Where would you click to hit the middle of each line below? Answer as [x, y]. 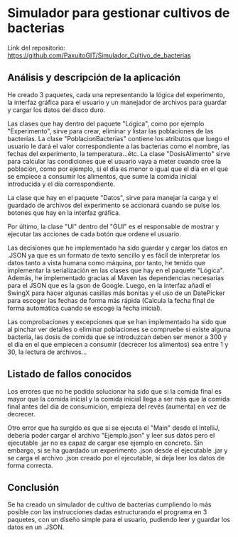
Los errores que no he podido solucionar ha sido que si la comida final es [115, 391]
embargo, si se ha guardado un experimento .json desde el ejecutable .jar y [118, 450]
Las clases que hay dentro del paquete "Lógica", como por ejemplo [106, 123]
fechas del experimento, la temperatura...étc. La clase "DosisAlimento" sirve [119, 153]
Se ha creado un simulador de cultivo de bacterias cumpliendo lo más [109, 504]
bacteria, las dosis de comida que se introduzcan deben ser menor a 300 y [117, 337]
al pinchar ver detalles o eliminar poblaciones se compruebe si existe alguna [119, 329]
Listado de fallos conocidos [70, 374]
